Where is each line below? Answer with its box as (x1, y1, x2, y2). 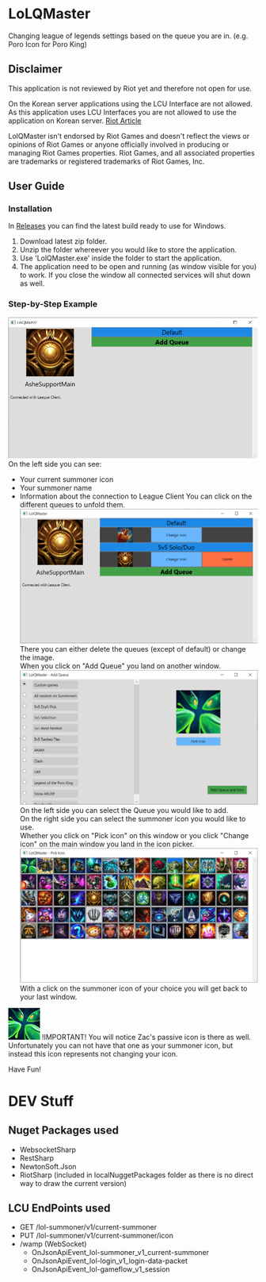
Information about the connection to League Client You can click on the (19, 491, 253, 501)
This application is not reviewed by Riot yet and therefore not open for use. (8, 83, 252, 93)
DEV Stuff (8, 1092, 74, 1110)
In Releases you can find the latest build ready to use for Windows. (8, 221, 226, 231)
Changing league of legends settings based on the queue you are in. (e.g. (8, 31, 249, 40)
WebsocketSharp (19, 1145, 77, 1154)
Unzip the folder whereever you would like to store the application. (19, 245, 237, 255)
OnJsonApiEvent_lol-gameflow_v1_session (31, 1265, 170, 1274)
